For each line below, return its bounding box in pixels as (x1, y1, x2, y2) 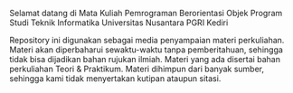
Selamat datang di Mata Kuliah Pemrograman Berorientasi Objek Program (9, 8, 283, 18)
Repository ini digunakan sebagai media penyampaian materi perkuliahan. (9, 35, 285, 45)
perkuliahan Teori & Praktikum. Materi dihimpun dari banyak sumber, (9, 63, 265, 74)
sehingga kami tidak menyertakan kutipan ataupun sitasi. (9, 73, 222, 84)
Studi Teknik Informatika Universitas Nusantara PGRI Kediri (9, 17, 229, 28)
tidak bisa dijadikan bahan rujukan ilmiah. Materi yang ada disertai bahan (9, 54, 280, 64)
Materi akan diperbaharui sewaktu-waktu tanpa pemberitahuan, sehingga (9, 44, 283, 55)
